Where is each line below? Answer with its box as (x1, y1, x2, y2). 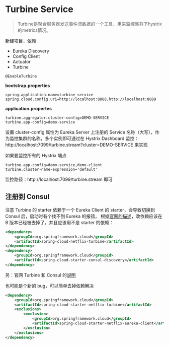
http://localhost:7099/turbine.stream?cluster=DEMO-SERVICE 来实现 (5, 142, 148, 148)
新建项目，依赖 (5, 38, 36, 44)
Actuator (12, 58, 31, 64)
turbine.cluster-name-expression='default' (5, 167, 98, 172)
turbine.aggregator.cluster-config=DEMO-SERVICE (5, 115, 109, 120)
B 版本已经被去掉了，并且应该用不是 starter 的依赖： (5, 219, 114, 225)
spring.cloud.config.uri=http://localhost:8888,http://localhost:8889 (5, 97, 156, 102)
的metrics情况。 (17, 27, 51, 33)
